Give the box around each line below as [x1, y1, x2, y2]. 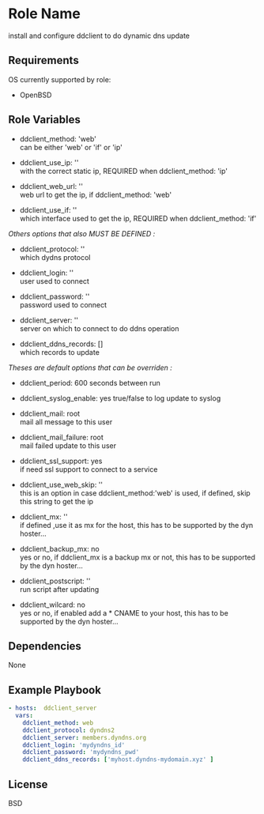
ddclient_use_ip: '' [19, 157, 79, 167]
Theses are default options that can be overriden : [8, 363, 172, 372]
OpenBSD [19, 90, 52, 100]
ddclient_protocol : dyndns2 [22, 726, 115, 734]
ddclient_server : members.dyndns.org [22, 733, 147, 741]
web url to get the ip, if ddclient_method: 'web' [19, 190, 172, 199]
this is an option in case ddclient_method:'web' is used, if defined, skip [19, 488, 251, 498]
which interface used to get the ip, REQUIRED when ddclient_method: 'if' [19, 213, 257, 223]
